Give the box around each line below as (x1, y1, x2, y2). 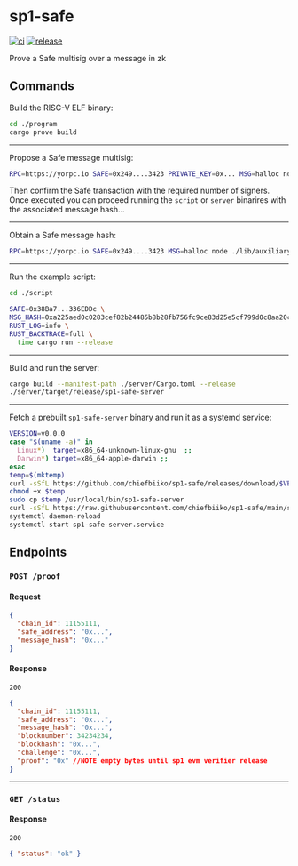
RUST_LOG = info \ (9, 321, 69, 330)
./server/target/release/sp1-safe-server (9, 388, 165, 397)
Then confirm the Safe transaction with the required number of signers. (9, 185, 271, 196)
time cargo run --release (17, 338, 114, 347)
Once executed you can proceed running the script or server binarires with (9, 195, 286, 205)
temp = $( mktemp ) (9, 470, 66, 479)
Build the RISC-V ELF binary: (9, 102, 114, 113)
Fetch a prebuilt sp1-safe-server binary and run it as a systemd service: (9, 412, 272, 423)
